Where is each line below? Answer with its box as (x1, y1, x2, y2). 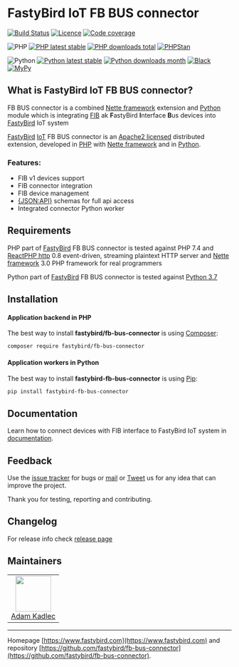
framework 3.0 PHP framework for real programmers (7, 259, 162, 267)
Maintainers (7, 555, 63, 567)
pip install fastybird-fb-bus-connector (7, 388, 129, 395)
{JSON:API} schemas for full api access (17, 197, 134, 205)
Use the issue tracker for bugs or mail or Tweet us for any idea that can (7, 474, 216, 482)
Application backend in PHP (7, 313, 92, 321)
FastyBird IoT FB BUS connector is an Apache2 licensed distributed (7, 132, 205, 140)
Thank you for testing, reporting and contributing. (7, 495, 153, 504)
